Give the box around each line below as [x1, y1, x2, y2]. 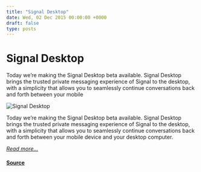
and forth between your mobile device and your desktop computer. [6, 133, 174, 141]
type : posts [6, 25, 36, 32]
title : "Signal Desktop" [6, 8, 69, 15]
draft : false [6, 20, 39, 26]
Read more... [6, 145, 38, 153]
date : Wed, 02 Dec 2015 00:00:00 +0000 [6, 14, 107, 21]
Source [6, 159, 25, 166]
